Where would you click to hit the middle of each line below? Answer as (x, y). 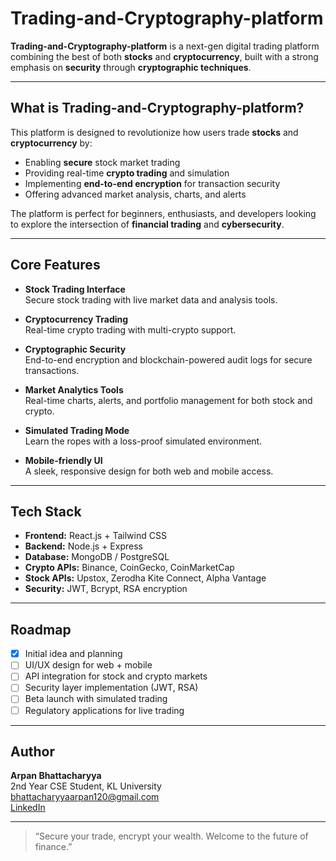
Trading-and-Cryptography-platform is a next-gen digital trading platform (165, 46)
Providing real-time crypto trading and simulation (127, 173)
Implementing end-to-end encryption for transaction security (152, 183)
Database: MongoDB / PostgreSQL (97, 557)
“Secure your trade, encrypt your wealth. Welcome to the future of (171, 836)
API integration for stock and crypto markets (116, 676)
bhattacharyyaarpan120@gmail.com (85, 797)
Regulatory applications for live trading (104, 710)
